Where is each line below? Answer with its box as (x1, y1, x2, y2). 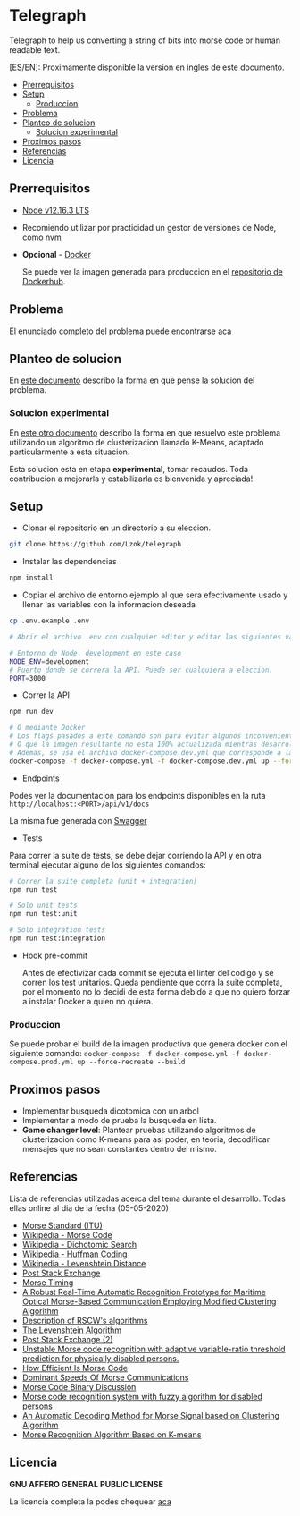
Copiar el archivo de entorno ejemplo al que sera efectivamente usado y (21, 589, 288, 600)
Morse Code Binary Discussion (21, 1381, 137, 1392)
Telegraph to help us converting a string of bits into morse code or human (9, 35, 281, 46)
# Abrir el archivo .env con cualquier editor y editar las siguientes (9, 632, 281, 642)
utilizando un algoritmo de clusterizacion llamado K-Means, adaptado (9, 436, 264, 447)
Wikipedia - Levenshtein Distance (21, 1258, 146, 1268)
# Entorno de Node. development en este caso (9, 648, 181, 657)
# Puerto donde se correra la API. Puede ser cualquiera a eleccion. (9, 665, 274, 674)
